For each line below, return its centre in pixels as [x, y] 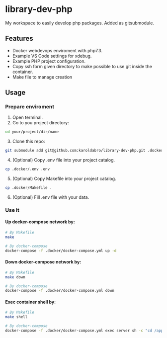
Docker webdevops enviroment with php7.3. [57, 50]
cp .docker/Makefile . [29, 188]
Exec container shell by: [31, 302]
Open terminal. [28, 117]
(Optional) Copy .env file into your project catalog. [64, 160]
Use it [12, 210]
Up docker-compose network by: [40, 222]
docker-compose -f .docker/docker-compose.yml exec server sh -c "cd [79, 331]
